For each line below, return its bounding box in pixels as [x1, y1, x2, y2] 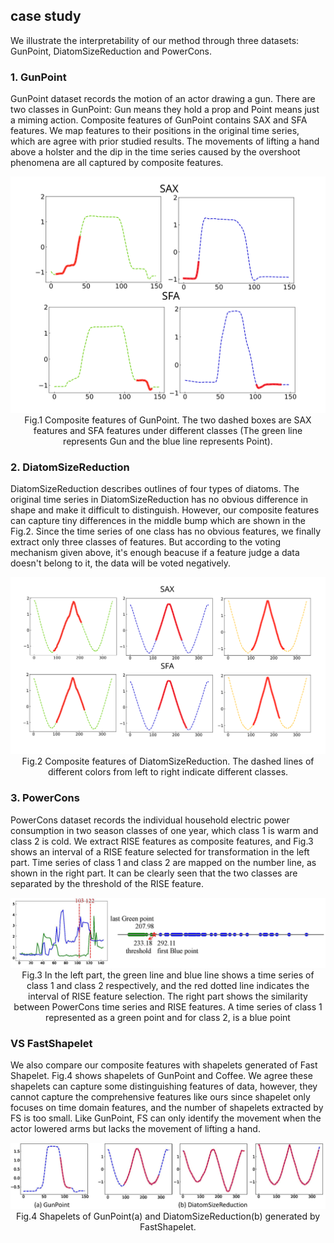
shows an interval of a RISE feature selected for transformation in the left [10, 845, 310, 858]
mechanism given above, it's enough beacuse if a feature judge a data [10, 547, 300, 559]
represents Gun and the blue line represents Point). [63, 435, 273, 448]
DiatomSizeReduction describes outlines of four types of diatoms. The [10, 483, 300, 495]
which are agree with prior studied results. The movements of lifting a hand [10, 135, 320, 148]
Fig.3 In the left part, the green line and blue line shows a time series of [21, 969, 315, 981]
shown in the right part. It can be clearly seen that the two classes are [10, 867, 298, 879]
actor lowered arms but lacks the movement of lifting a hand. [10, 1123, 261, 1135]
